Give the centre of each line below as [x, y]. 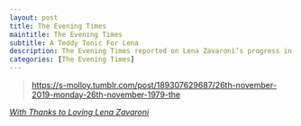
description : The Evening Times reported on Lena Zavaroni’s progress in [151, 51]
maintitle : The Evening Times [66, 34]
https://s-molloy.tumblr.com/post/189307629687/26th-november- [154, 85]
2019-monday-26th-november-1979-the [106, 94]
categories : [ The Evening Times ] [72, 59]
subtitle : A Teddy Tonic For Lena [74, 43]
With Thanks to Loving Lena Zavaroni [79, 112]
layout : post [34, 18]
